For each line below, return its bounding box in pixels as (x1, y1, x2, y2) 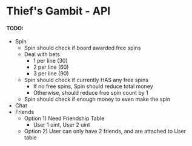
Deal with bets (24, 51, 61, 58)
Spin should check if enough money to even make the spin (24, 95, 171, 103)
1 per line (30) (33, 57, 68, 65)
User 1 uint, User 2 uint (33, 121, 90, 129)
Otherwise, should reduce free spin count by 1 (33, 89, 148, 97)
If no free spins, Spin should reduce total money (33, 83, 153, 90)
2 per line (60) (33, 63, 69, 71)
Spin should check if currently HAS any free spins (24, 77, 148, 84)
